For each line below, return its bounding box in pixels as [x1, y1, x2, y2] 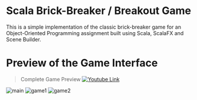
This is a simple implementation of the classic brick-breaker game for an [6, 23, 181, 30]
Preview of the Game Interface [6, 57, 158, 70]
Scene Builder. [6, 36, 41, 43]
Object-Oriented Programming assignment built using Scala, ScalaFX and [6, 29, 184, 36]
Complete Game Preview [20, 75, 81, 82]
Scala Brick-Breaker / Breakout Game [6, 4, 191, 18]
